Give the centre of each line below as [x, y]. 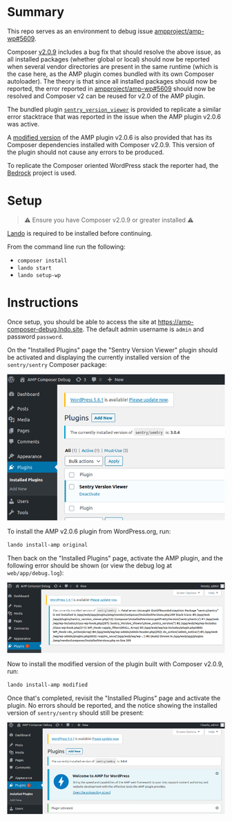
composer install [42, 261]
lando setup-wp [39, 275]
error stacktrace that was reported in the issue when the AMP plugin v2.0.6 [114, 116]
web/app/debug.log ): [36, 573]
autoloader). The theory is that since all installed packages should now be [112, 81]
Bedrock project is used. [42, 173]
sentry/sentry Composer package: [57, 364]
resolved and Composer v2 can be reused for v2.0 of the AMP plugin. [106, 96]
